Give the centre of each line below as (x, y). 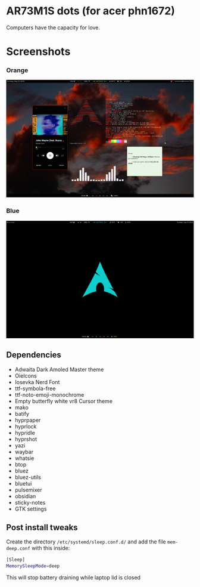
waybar (24, 452)
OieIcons (26, 376)
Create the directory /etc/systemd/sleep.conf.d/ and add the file (86, 542)
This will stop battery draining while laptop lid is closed (74, 577)
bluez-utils (28, 477)
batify (22, 413)
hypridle (25, 432)
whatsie (24, 458)
